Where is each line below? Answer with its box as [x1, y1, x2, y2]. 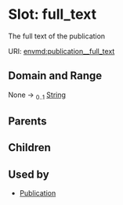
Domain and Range [8, 69, 103, 83]
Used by [8, 167, 49, 181]
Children [8, 141, 51, 154]
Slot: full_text [8, 5, 96, 23]
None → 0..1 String [8, 90, 67, 101]
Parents [8, 114, 47, 128]
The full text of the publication [8, 31, 106, 41]
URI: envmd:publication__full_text [8, 46, 115, 56]
